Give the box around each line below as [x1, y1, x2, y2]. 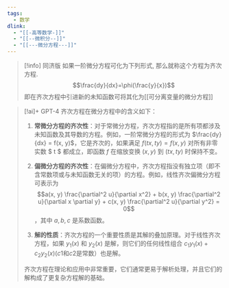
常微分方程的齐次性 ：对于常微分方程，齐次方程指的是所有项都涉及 [34, 122, 221, 130]
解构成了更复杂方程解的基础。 [23, 273, 108, 281]
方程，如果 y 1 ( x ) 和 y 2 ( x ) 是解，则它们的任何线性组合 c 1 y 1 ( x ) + [34, 239, 208, 249]
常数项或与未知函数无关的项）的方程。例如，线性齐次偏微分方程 [40, 170, 221, 179]
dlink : [7, 23, 26, 29]
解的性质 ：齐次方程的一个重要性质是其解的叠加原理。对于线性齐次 [34, 231, 221, 239]
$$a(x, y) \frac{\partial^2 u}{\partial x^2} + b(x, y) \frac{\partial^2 [37, 190, 221, 198]
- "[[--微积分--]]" [13, 36, 66, 42]
